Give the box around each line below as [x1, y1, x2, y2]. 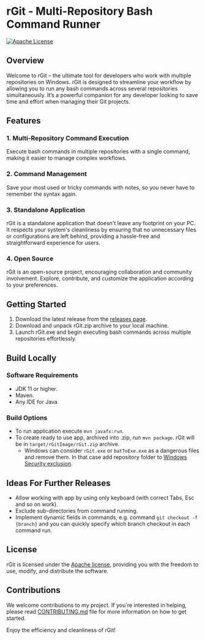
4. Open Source [6, 254, 54, 263]
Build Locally [6, 353, 57, 363]
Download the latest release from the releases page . [15, 315, 147, 323]
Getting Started [6, 299, 67, 309]
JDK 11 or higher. [15, 385, 58, 392]
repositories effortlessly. [15, 335, 76, 342]
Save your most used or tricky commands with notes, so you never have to [6, 183, 195, 191]
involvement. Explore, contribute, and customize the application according [6, 275, 194, 282]
